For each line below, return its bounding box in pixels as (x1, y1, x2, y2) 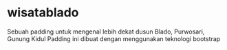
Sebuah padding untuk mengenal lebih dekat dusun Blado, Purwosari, (7, 27, 205, 36)
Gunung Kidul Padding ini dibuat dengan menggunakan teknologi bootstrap (7, 34, 221, 42)
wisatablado (7, 5, 79, 21)
